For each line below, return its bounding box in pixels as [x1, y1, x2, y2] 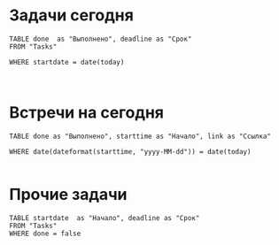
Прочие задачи [9, 185, 128, 204]
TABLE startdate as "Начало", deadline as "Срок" [9, 213, 200, 222]
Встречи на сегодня [9, 103, 165, 123]
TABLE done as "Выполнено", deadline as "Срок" [9, 34, 192, 43]
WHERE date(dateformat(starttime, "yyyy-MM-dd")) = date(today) [9, 147, 252, 156]
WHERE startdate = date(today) [9, 57, 125, 66]
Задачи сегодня [9, 5, 135, 26]
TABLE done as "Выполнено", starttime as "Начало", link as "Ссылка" [9, 132, 272, 141]
